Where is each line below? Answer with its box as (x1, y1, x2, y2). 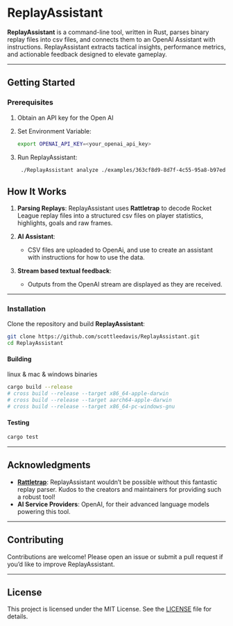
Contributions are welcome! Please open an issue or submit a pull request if (7, 552, 223, 561)
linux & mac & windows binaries (7, 370, 98, 378)
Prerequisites (7, 97, 53, 107)
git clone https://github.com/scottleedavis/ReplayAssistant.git (7, 333, 200, 340)
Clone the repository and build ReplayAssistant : (7, 320, 146, 328)
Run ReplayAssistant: (17, 153, 78, 161)
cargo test (7, 433, 39, 441)
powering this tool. (17, 507, 71, 515)
